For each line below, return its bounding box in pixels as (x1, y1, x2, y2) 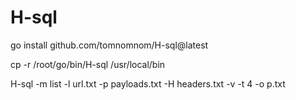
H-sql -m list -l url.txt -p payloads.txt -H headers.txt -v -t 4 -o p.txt (10, 77, 286, 90)
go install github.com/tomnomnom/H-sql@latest (10, 39, 209, 51)
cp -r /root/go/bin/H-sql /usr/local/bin (10, 58, 166, 70)
